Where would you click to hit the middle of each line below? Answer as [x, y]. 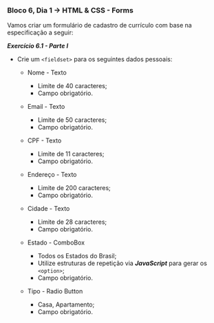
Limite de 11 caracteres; [71, 154]
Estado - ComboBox [56, 242]
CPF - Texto [44, 140]
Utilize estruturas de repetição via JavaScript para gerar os [122, 263]
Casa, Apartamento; [66, 304]
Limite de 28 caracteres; [72, 222]
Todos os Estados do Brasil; [77, 256]
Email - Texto [46, 107]
